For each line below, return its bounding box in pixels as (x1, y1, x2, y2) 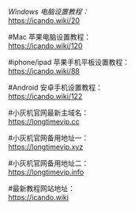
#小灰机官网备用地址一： (8, 133, 89, 143)
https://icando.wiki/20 (8, 16, 81, 25)
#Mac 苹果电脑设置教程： (8, 32, 92, 41)
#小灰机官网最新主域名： (8, 108, 89, 117)
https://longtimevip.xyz (8, 142, 84, 151)
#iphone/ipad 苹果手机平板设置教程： (8, 58, 130, 67)
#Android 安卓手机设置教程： (8, 82, 103, 92)
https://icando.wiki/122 (8, 92, 83, 101)
